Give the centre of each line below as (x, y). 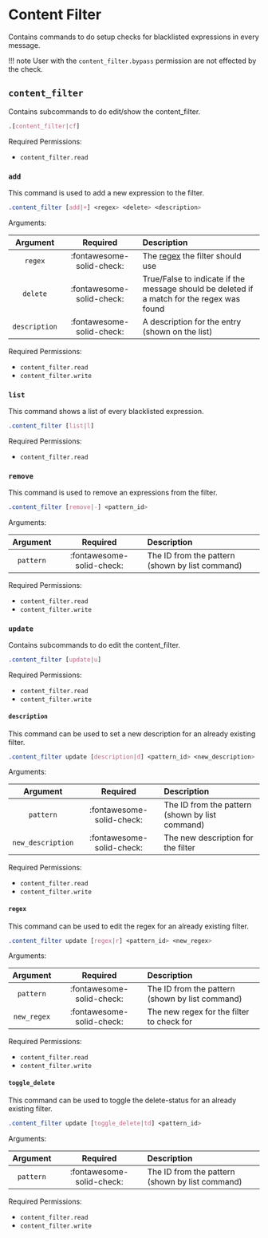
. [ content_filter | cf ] (44, 126)
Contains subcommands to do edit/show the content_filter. (104, 111)
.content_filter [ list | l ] (51, 426)
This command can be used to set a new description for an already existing (132, 733)
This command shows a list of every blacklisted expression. (106, 412)
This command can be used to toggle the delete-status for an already (122, 1100)
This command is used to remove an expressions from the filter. (113, 493)
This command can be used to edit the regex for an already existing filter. (128, 926)
